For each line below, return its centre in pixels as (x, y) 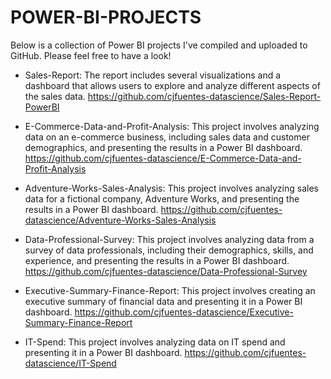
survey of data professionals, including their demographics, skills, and (169, 250)
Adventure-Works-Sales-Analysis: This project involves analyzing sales (171, 188)
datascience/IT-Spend (70, 363)
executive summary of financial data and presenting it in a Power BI (163, 301)
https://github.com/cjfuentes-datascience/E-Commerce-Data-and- (163, 158)
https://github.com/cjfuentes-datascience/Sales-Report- (204, 96)
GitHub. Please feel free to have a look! (91, 55)
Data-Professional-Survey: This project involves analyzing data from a (169, 239)
